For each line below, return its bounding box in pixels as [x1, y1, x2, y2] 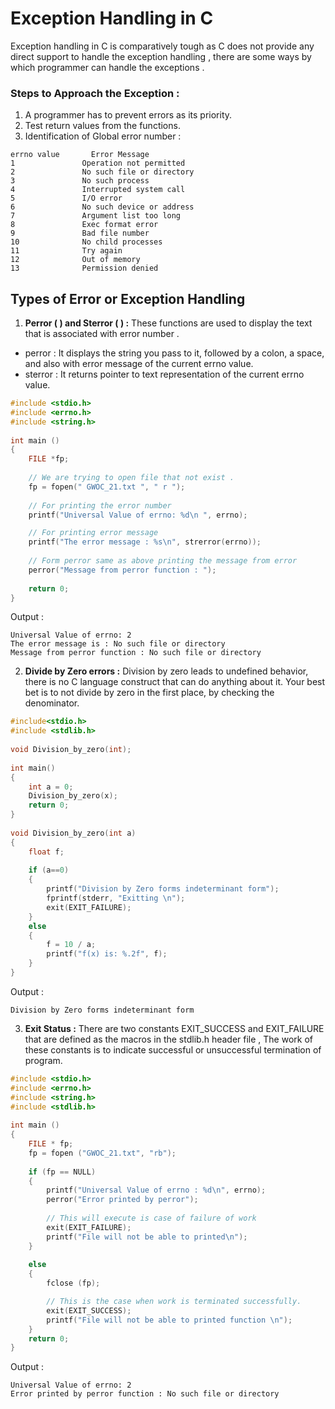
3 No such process [10, 176, 150, 186]
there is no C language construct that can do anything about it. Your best [24, 676, 326, 688]
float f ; [28, 847, 65, 857]
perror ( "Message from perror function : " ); [28, 565, 217, 575]
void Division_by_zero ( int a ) [10, 828, 137, 838]
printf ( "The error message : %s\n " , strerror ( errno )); [28, 537, 262, 547]
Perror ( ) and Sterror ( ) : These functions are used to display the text [24, 317, 313, 329]
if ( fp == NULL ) [28, 1167, 97, 1177]
